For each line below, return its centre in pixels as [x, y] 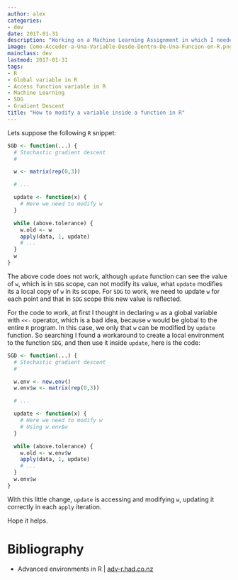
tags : [15, 67]
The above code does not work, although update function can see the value [118, 276]
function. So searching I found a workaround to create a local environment [116, 335]
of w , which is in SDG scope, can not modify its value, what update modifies [115, 283]
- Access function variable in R [57, 86]
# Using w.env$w [44, 427]
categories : [25, 21]
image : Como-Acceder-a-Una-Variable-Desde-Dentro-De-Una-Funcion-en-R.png [120, 47]
